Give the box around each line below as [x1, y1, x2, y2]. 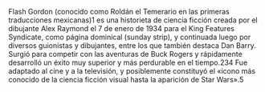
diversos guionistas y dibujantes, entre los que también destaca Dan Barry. [8, 41, 257, 50]
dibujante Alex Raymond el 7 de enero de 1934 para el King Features [8, 24, 235, 33]
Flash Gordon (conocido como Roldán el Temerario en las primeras [8, 7, 230, 16]
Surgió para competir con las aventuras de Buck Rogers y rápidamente [8, 50, 243, 58]
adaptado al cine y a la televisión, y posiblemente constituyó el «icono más [8, 66, 255, 75]
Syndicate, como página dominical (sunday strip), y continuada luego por [8, 32, 251, 42]
